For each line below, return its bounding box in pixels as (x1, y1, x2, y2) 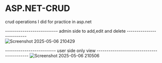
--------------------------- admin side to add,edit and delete (5, 28, 126, 34)
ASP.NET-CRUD (5, 3, 70, 14)
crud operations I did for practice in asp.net (5, 19, 92, 25)
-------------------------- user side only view (5, 48, 96, 53)
